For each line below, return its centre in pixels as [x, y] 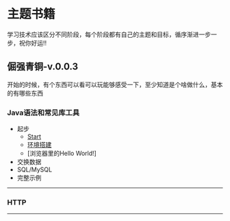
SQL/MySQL [35, 170]
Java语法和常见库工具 [43, 113]
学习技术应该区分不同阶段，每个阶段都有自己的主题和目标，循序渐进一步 [109, 34]
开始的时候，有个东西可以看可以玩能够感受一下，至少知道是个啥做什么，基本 [115, 84]
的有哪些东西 [25, 93]
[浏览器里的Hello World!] [62, 153]
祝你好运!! [33, 43]
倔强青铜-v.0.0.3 [43, 67]
